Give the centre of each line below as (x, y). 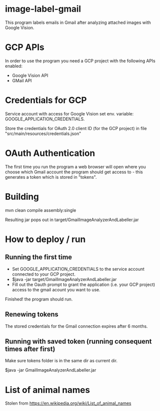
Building (22, 196)
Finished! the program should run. (39, 299)
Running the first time (39, 257)
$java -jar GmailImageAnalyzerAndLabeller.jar (51, 370)
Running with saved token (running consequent (78, 341)
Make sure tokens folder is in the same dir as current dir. (61, 361)
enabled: (14, 66)
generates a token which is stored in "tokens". (51, 177)
